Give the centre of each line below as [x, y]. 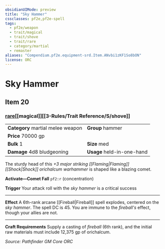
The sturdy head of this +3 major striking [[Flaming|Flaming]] [67, 164]
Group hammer [104, 128]
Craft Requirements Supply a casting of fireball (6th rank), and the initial [79, 227]
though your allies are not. [31, 213]
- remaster [21, 50]
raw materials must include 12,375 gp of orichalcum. [58, 232]
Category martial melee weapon [45, 128]
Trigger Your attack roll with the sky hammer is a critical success [71, 188]
